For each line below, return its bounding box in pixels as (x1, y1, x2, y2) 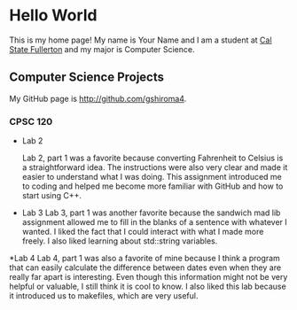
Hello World (9, 5, 98, 26)
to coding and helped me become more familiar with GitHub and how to (21, 181, 284, 191)
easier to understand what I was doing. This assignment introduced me (21, 172, 282, 182)
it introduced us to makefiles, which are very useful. (9, 291, 199, 301)
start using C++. (21, 190, 82, 201)
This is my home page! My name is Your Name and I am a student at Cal (9, 35, 272, 45)
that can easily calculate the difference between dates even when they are (9, 262, 282, 273)
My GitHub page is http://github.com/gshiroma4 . (9, 93, 187, 104)
